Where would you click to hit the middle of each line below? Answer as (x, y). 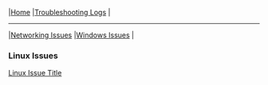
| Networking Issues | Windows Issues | (71, 35)
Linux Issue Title (35, 73)
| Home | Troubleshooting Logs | (59, 12)
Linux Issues (33, 56)
